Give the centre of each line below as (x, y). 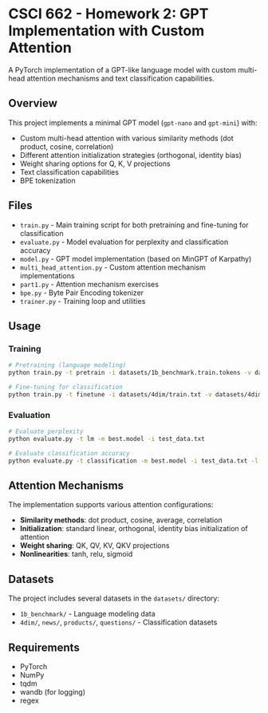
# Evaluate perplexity (46, 431)
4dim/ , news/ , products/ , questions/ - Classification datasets (118, 622)
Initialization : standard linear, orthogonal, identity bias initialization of (134, 529)
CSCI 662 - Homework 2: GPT (108, 14)
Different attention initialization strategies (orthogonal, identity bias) (130, 155)
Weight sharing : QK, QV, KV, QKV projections (95, 546)
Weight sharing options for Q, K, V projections (95, 163)
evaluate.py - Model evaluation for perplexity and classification (124, 242)
